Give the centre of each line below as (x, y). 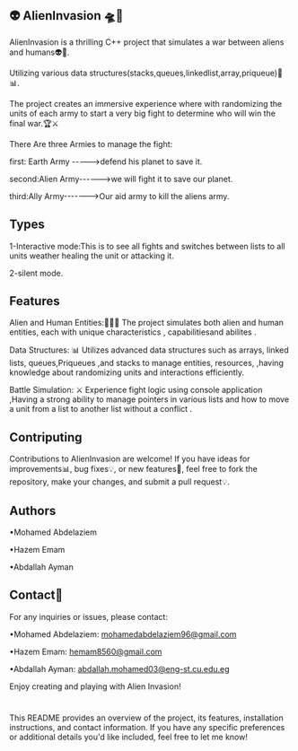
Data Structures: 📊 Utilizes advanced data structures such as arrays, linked (149, 350)
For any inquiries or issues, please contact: (89, 616)
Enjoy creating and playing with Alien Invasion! (95, 686)
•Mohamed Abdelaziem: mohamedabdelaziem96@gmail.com (123, 634)
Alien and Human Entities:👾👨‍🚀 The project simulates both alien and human (147, 323)
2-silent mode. (36, 273)
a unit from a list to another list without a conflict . (101, 409)
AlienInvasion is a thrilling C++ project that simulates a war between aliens (147, 42)
